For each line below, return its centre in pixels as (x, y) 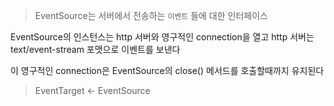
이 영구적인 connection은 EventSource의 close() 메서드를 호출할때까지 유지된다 (167, 70)
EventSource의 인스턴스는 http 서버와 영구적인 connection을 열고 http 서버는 (162, 37)
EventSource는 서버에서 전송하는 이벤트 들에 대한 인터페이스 (151, 15)
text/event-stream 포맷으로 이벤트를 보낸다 (95, 49)
